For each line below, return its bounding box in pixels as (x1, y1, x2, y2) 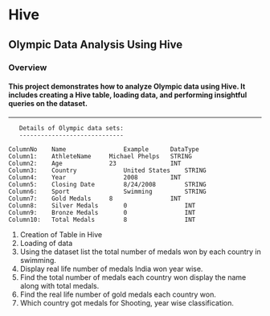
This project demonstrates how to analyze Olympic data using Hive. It (8, 82, 246, 92)
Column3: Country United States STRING (8, 166, 207, 174)
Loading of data (19, 238, 73, 248)
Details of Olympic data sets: (18, 124, 125, 132)
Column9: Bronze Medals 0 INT (8, 208, 196, 216)
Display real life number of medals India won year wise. (19, 264, 203, 273)
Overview (8, 62, 47, 73)
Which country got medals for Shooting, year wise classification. (19, 298, 235, 307)
